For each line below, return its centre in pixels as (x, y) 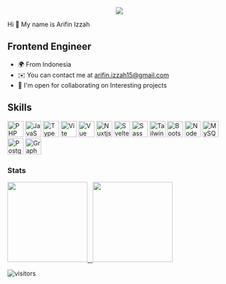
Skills (20, 108)
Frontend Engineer (49, 47)
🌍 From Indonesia (44, 64)
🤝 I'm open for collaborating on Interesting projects (92, 85)
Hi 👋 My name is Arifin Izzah (49, 24)
